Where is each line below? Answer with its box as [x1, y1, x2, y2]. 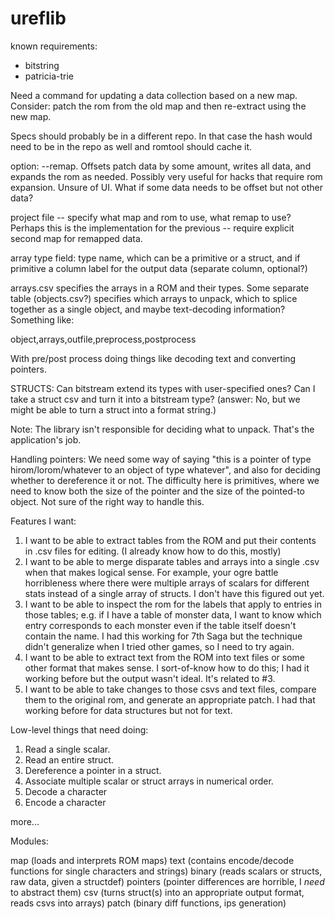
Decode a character [24, 785, 108, 797]
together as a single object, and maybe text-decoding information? [10, 303, 286, 315]
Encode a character [24, 796, 107, 808]
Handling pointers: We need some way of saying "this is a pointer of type [10, 453, 312, 465]
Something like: [10, 313, 75, 326]
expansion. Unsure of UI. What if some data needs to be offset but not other [10, 181, 324, 193]
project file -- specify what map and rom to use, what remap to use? [10, 211, 292, 223]
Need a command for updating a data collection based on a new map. [10, 89, 298, 101]
